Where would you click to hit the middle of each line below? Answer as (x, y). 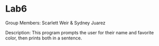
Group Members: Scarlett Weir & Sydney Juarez (55, 23)
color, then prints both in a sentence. (44, 38)
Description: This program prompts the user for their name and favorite (80, 32)
